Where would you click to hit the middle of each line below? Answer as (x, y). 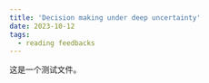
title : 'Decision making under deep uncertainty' (105, 18)
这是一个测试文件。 (45, 69)
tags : (20, 34)
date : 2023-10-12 (42, 26)
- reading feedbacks (56, 43)
